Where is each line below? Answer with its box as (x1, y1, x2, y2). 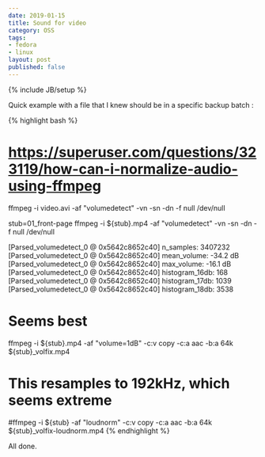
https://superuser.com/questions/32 (8, 143, 257, 161)
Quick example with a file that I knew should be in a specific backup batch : (8, 100, 255, 109)
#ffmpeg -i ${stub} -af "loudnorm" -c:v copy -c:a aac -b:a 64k (8, 417, 212, 427)
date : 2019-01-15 (8, 11, 66, 20)
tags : (8, 33, 26, 42)
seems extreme (8, 391, 112, 409)
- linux (8, 48, 34, 56)
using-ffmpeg (8, 177, 101, 195)
